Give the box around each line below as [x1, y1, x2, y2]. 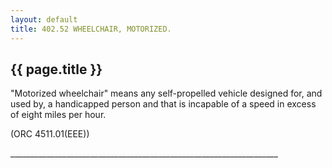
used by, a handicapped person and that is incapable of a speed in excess [10, 98, 317, 110]
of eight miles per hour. [10, 109, 107, 121]
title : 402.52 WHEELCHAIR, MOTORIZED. [10, 24, 172, 34]
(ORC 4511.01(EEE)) [10, 128, 90, 140]
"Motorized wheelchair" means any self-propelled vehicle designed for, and [10, 87, 323, 100]
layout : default [10, 14, 78, 25]
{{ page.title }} [10, 61, 103, 78]
